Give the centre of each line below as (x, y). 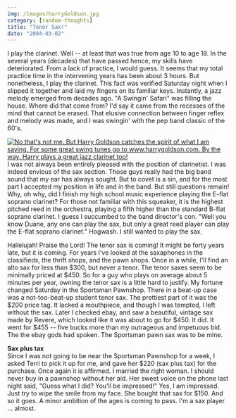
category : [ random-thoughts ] (50, 20)
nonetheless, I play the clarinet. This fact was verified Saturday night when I (117, 83)
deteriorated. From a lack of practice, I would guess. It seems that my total (115, 68)
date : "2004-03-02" (36, 33)
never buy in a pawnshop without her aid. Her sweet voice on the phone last (118, 379)
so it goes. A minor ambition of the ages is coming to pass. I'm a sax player (116, 401)
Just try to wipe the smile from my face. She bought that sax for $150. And (115, 393)
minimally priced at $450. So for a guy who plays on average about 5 (107, 275)
